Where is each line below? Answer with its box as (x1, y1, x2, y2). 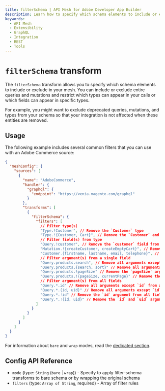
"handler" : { (23, 182, 50, 187)
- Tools (9, 44, 26, 49)
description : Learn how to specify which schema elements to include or (5, 12, 157, 17)
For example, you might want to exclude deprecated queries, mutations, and (5, 107, 160, 112)
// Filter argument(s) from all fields (40, 279, 122, 284)
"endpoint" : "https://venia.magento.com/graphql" (31, 191, 135, 196)
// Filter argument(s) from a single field (40, 255, 131, 260)
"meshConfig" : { (9, 164, 43, 169)
